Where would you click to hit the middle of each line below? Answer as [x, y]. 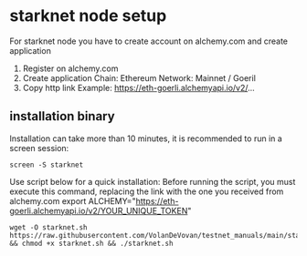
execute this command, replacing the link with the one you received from [147, 191]
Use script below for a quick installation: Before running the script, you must [153, 181]
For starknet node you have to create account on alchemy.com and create [149, 41]
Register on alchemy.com [70, 68]
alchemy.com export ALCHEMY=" [73, 200]
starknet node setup [88, 16]
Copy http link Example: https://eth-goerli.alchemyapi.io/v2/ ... [139, 87]
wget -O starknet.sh [49, 227]
